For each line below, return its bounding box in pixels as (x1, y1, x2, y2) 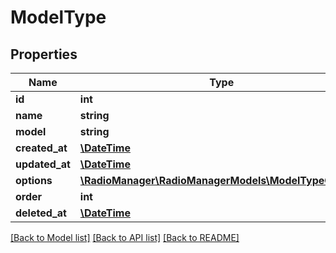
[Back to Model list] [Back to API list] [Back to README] (10, 232, 240, 243)
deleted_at (15, 206, 67, 220)
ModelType (10, 6, 107, 29)
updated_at (15, 157, 71, 171)
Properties (10, 46, 78, 63)
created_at (15, 141, 68, 155)
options (15, 174, 53, 187)
